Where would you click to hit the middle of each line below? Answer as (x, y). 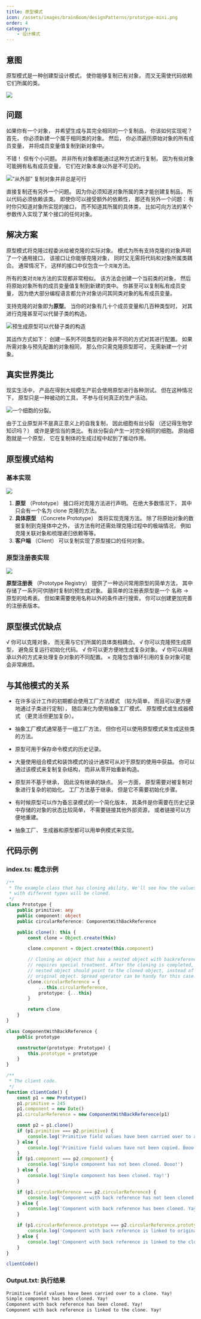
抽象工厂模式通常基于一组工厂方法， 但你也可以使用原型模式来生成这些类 (105, 729)
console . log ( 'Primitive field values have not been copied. (104, 1148)
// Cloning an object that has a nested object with (95, 960)
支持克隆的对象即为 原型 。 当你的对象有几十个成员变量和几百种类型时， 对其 (99, 306)
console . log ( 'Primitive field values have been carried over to (109, 1136)
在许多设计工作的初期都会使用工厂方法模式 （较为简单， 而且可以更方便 (103, 701)
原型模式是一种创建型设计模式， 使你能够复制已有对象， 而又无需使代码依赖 (99, 75)
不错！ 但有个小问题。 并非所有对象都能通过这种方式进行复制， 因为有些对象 (100, 158)
